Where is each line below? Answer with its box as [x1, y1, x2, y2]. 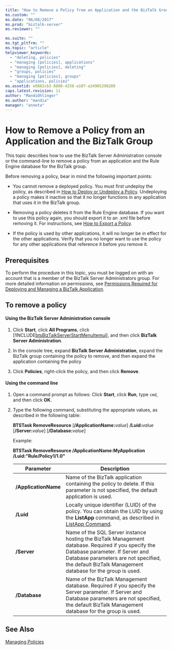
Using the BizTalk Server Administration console [5, 315, 111, 321]
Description [100, 465, 130, 472]
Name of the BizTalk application [66, 474, 142, 481]
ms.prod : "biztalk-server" [5, 22, 63, 27]
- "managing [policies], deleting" [10, 65, 86, 70]
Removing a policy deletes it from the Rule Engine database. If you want [12, 210, 165, 216]
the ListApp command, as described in [66, 514, 160, 521]
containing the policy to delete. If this [66, 480, 155, 487]
